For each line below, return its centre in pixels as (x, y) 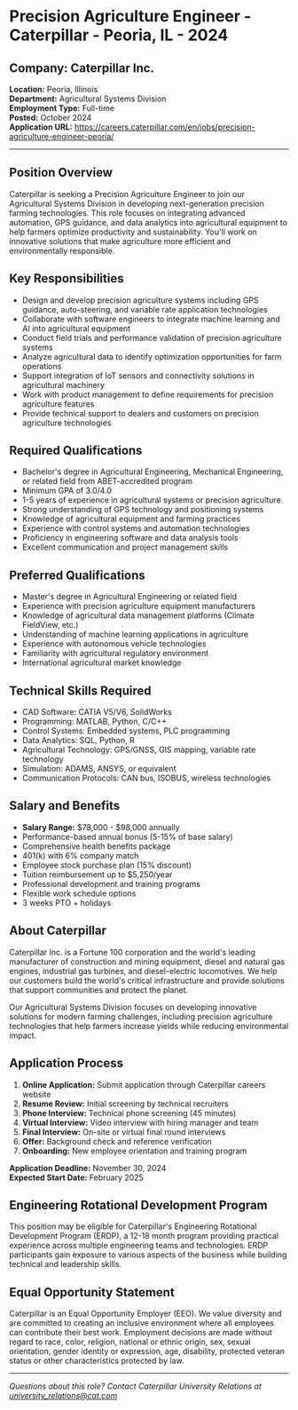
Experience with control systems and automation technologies (136, 528)
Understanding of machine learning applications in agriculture (135, 634)
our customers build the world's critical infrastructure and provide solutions (147, 980)
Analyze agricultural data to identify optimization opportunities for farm (152, 356)
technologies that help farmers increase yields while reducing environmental (149, 1026)
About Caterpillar (58, 931)
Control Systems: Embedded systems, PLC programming (126, 731)
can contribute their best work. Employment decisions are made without (141, 1333)
